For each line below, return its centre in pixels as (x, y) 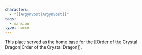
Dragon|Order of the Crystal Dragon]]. (44, 47)
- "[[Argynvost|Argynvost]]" (39, 14)
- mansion (19, 23)
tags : (11, 19)
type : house (17, 28)
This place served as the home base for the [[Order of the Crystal (71, 42)
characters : (17, 10)
